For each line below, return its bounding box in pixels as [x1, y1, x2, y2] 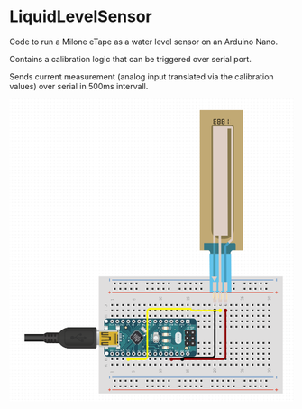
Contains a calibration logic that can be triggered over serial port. [9, 53, 252, 64]
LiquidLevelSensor [9, 6, 152, 27]
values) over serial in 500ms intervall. [9, 80, 149, 91]
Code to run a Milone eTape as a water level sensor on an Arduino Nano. [9, 36, 279, 47]
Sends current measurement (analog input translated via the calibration [9, 70, 274, 82]
